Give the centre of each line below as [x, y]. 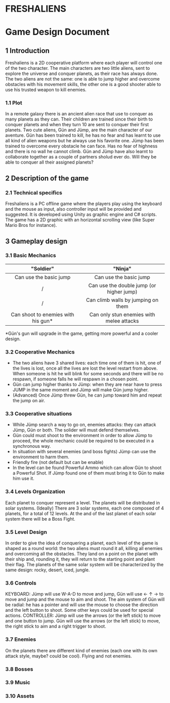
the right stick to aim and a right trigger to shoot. [56, 627]
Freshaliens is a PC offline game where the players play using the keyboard [83, 204]
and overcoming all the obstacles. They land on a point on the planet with [82, 554]
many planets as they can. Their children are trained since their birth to [79, 119]
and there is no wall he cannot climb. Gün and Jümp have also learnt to [79, 151]
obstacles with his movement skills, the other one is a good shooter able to [83, 85]
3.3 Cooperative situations [39, 414]
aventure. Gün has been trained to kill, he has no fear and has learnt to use [83, 135]
